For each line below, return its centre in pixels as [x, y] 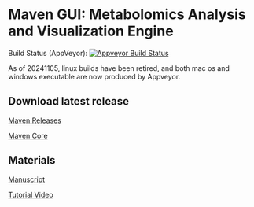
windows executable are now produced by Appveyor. [94, 76]
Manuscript [27, 179]
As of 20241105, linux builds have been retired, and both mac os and [119, 68]
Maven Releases [35, 120]
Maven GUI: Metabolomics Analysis [127, 15]
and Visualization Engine [91, 31]
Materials [32, 160]
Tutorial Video [31, 194]
